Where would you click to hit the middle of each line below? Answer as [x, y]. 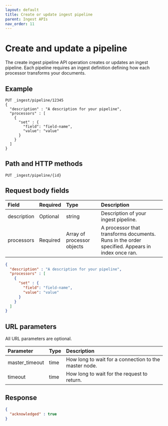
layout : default [22, 10]
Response [21, 398]
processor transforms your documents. [45, 73]
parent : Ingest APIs [27, 19]
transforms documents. [128, 234]
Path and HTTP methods [44, 164]
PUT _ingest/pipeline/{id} [33, 175]
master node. [81, 366]
